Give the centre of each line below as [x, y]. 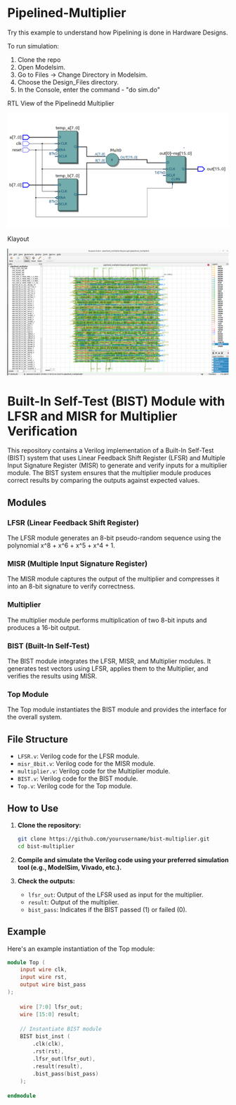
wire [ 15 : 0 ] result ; [50, 1014]
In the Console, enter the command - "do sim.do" [88, 89]
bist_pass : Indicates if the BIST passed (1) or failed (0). [107, 909]
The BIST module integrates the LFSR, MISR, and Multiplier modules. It [109, 661]
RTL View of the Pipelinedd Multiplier [61, 103]
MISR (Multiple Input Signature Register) [78, 564]
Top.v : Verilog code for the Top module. [75, 786]
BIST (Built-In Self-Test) [48, 645]
